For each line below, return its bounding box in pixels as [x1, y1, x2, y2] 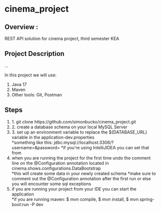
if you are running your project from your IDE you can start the [11, 186, 137, 192]
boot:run [11, 201, 29, 207]
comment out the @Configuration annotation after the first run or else [11, 176, 151, 181]
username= [11, 144, 35, 150]
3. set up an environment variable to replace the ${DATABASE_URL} [11, 129, 147, 135]
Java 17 [11, 81, 27, 87]
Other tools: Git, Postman [11, 91, 62, 98]
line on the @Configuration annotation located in [11, 160, 109, 166]
